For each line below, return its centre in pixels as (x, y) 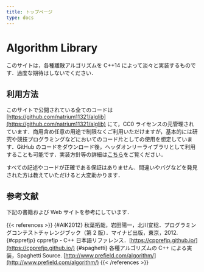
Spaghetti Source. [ (41, 256)
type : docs (20, 18)
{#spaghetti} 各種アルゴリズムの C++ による (131, 248)
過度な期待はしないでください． (57, 73)
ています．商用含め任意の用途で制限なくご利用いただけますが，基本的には (100, 132)
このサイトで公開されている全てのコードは (60, 110)
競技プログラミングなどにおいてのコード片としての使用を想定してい (102, 139)
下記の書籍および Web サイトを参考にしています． (69, 212)
